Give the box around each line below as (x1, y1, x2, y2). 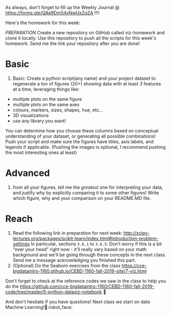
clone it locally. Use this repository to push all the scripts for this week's (5, 35, 157, 41)
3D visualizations (12, 112, 49, 118)
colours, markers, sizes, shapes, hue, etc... (12, 107, 103, 113)
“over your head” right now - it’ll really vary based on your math (12, 246, 147, 252)
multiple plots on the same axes (12, 101, 80, 107)
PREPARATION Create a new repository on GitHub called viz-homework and (5, 30, 165, 35)
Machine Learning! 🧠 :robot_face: (5, 304, 73, 310)
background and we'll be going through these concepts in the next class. (12, 252, 166, 258)
